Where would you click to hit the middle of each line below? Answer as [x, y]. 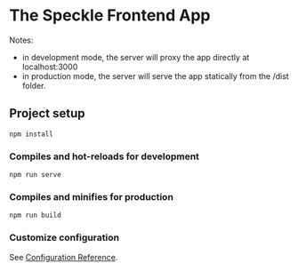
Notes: [21, 40]
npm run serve [36, 175]
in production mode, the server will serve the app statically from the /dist [155, 76]
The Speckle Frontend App [110, 16]
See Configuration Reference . [64, 257]
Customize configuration [64, 238]
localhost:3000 [50, 67]
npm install [31, 134]
